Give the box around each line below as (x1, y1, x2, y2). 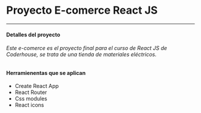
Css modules (14, 95, 48, 102)
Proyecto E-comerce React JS (6, 4, 158, 17)
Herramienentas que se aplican (6, 69, 86, 76)
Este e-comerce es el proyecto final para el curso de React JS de (6, 45, 167, 52)
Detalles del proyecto (6, 31, 60, 38)
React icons (14, 102, 44, 109)
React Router (14, 89, 47, 96)
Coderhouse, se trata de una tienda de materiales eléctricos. (6, 51, 157, 58)
